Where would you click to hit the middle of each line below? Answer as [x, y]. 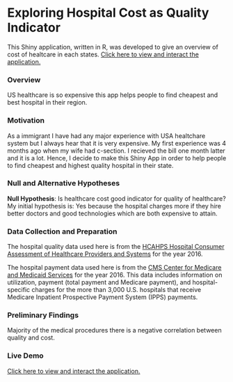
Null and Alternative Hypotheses [64, 183]
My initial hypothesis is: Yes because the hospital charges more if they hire [114, 206]
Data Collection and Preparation [62, 231]
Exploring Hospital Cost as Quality [108, 13]
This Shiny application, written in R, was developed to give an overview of [113, 47]
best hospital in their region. [47, 102]
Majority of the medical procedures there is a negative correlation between [114, 330]
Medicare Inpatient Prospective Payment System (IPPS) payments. [103, 297]
